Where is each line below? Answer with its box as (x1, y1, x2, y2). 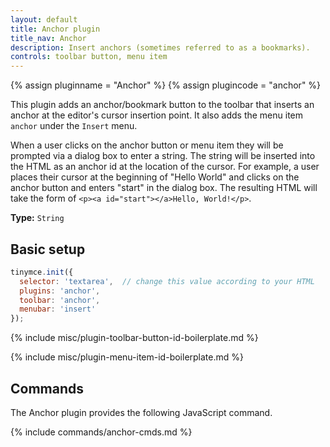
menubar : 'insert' (19, 304, 97, 315)
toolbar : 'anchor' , (19, 295, 101, 305)
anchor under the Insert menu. (10, 120, 138, 132)
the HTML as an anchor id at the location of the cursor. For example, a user (10, 161, 320, 173)
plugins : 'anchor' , (19, 286, 101, 296)
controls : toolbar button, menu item (10, 52, 168, 62)
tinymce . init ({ (10, 267, 74, 277)
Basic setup (10, 241, 86, 258)
